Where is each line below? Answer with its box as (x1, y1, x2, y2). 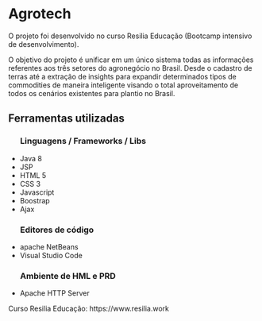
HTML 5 (19, 170, 47, 180)
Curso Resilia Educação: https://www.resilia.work (8, 304, 169, 314)
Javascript (19, 188, 55, 197)
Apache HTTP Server (19, 288, 90, 298)
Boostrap (19, 195, 50, 205)
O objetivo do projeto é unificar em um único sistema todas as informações (8, 55, 254, 64)
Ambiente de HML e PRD (19, 270, 117, 281)
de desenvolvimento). (8, 39, 79, 48)
